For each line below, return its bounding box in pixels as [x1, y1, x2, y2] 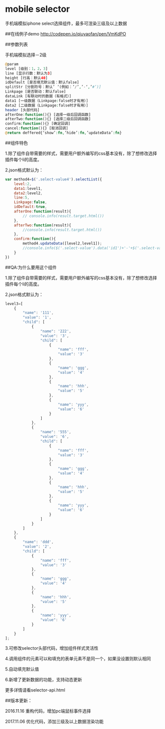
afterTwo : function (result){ [14, 223, 71, 228]
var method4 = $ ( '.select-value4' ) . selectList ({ [5, 176, 102, 182]
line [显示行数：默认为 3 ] [5, 70, 53, 76]
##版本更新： [5, 697, 32, 703]
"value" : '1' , [23, 315, 52, 320]
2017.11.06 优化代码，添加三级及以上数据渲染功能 [5, 719, 104, 725]
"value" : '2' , [23, 544, 52, 549]
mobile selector [5, 3, 70, 15]
